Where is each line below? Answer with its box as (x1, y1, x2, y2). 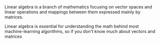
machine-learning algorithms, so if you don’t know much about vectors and (4, 29, 156, 34)
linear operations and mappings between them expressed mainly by (4, 9, 141, 15)
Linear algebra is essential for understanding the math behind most (4, 23, 139, 29)
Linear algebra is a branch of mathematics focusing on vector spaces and (4, 4, 152, 10)
